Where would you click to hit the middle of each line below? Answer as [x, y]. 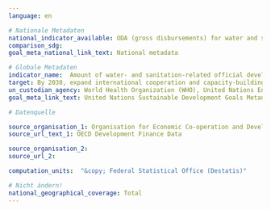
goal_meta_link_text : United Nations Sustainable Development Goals [126, 98]
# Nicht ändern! [35, 185]
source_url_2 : [32, 157]
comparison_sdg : [35, 45]
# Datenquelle [32, 112]
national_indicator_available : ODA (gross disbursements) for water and [133, 38]
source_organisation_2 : [48, 149]
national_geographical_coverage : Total [75, 193]
